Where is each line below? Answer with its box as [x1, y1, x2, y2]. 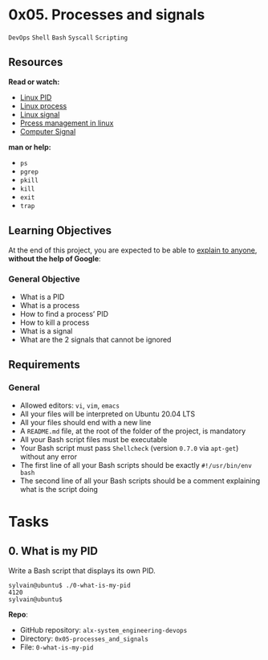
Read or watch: [8, 76, 60, 86]
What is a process [19, 300, 80, 310]
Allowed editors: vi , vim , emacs [19, 400, 120, 410]
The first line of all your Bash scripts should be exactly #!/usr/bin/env [19, 460, 253, 469]
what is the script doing [19, 484, 99, 494]
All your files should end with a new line [19, 417, 152, 427]
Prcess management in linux [19, 118, 114, 128]
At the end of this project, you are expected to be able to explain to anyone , [8, 245, 258, 255]
